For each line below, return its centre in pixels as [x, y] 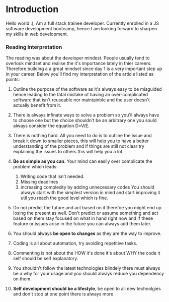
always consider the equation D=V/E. [51, 126]
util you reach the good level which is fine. [64, 198]
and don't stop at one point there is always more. [64, 294]
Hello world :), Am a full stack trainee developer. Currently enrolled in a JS [82, 23]
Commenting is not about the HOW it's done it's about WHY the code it [87, 253]
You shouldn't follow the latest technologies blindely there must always [87, 268]
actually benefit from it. [37, 105]
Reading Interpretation [34, 47]
